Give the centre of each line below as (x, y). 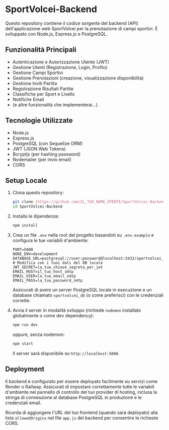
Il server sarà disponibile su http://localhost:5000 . (66, 353)
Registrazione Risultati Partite (43, 89)
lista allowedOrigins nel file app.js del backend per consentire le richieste (82, 418)
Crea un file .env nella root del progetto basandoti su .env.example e (83, 235)
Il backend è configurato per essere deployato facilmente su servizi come (81, 381)
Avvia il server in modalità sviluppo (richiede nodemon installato (77, 310)
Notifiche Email (28, 99)
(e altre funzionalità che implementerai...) (55, 105)
